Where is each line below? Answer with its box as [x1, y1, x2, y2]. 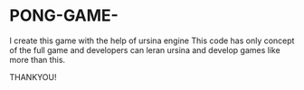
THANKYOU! [9, 71, 57, 82]
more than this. [9, 54, 66, 65]
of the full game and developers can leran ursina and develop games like [9, 44, 280, 55]
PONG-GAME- [9, 5, 119, 26]
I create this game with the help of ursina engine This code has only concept [9, 35, 295, 46]
